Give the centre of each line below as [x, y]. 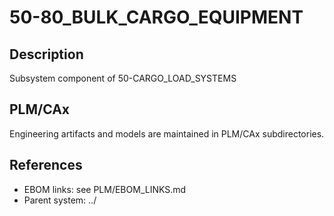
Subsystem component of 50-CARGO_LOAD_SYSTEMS [123, 78]
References [46, 165]
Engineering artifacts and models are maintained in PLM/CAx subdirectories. [167, 133]
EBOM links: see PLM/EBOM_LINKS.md [105, 189]
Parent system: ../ [60, 200]
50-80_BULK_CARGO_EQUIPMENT [156, 17]
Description [46, 54]
